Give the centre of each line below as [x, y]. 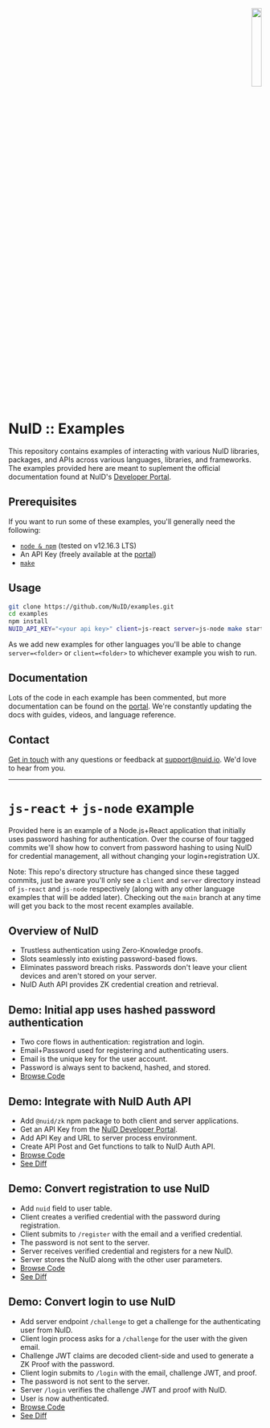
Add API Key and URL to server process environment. [108, 1138]
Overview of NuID [53, 931]
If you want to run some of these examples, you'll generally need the [122, 521]
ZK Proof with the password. [67, 1364]
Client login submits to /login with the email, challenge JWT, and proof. [138, 1372]
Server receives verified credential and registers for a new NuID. [126, 1251]
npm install [28, 621]
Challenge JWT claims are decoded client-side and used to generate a [137, 1356]
